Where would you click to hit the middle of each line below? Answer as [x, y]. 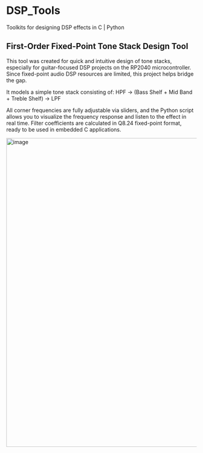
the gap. [17, 80]
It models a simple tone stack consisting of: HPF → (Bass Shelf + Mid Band [99, 92]
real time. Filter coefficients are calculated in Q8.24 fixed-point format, [94, 123]
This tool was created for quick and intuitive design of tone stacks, [89, 61]
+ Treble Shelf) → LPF [34, 98]
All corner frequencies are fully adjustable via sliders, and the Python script [100, 110]
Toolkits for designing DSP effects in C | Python [66, 27]
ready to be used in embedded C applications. [64, 129]
